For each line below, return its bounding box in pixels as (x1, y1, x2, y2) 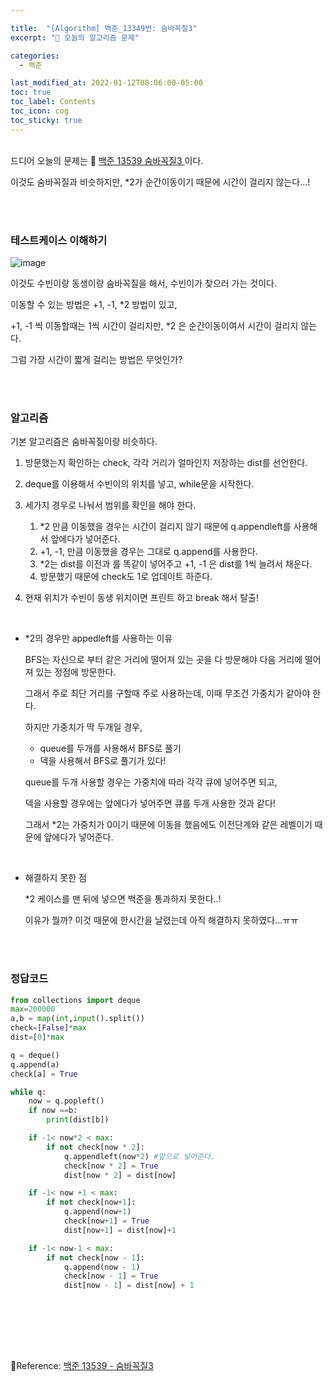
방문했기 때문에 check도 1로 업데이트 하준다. (39, 571, 213, 583)
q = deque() (10, 1050, 60, 1060)
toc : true (10, 87, 52, 98)
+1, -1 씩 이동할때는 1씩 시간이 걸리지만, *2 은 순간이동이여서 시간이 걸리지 (10, 319, 299, 331)
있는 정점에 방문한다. (35, 666, 117, 678)
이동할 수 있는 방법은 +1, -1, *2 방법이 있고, (10, 298, 178, 310)
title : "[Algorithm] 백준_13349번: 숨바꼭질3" (10, 23, 198, 33)
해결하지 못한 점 (24, 872, 87, 884)
